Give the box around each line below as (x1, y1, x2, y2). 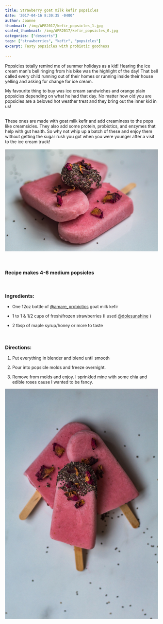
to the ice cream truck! (5, 139, 50, 145)
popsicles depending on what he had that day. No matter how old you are (5, 93, 152, 99)
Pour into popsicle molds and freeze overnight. (12, 365, 106, 370)
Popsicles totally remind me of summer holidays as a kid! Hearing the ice (5, 63, 150, 69)
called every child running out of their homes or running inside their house (5, 73, 154, 79)
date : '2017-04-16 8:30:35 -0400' (5, 13, 75, 18)
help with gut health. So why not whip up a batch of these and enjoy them (5, 128, 153, 134)
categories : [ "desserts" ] (5, 34, 57, 38)
